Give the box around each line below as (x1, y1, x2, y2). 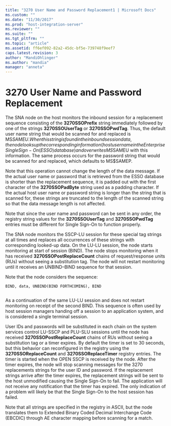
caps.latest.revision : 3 (5, 50, 58, 55)
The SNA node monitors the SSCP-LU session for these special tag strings (5, 231, 162, 238)
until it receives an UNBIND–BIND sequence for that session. (5, 264, 133, 270)
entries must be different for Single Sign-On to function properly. (5, 221, 141, 228)
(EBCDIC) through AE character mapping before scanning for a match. (5, 415, 153, 421)
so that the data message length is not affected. (5, 201, 106, 207)
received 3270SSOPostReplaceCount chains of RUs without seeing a (5, 334, 153, 340)
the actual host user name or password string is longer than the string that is (5, 190, 166, 196)
